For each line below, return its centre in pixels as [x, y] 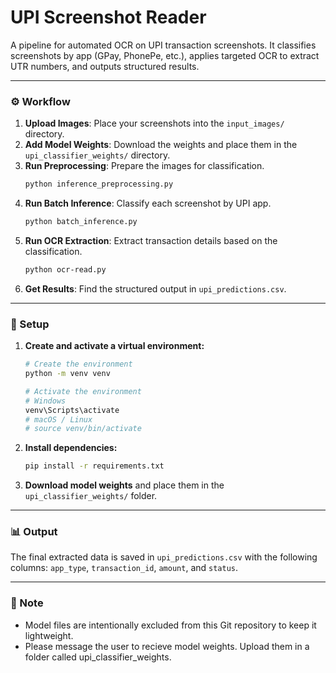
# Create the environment [78, 364]
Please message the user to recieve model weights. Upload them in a [167, 646]
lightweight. [49, 635]
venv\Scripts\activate [72, 410]
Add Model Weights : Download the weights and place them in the [161, 145]
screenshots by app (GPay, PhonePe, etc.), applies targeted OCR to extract [165, 55]
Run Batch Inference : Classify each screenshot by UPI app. [148, 203]
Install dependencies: [71, 448]
